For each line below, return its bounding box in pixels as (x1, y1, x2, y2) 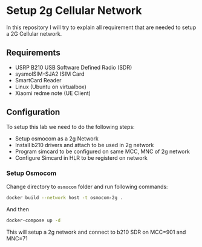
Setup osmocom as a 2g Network (15, 134, 99, 142)
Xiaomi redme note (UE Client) (15, 89, 91, 97)
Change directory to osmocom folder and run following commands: (6, 183, 168, 190)
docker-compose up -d (6, 217, 61, 223)
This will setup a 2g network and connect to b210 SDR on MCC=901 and (6, 228, 186, 235)
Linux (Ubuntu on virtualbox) (15, 83, 86, 90)
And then (6, 205, 29, 212)
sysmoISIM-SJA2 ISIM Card (15, 70, 85, 77)
